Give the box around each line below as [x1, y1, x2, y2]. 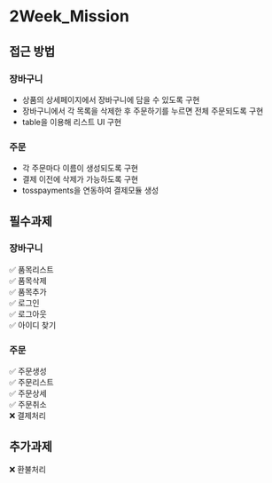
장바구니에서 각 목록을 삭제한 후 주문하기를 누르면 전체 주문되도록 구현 [21, 105, 264, 116]
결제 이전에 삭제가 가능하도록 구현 [21, 174, 139, 185]
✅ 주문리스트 [9, 377, 55, 388]
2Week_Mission [9, 6, 130, 27]
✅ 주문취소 [9, 400, 47, 410]
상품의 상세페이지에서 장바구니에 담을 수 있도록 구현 [21, 94, 200, 105]
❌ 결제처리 [9, 410, 47, 421]
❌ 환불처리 [9, 463, 47, 474]
